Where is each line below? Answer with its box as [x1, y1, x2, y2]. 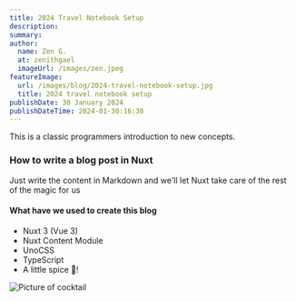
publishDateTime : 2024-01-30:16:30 [9, 106, 144, 115]
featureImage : [9, 73, 64, 82]
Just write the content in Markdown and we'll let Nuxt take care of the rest [9, 175, 288, 186]
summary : [9, 30, 43, 39]
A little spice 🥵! [22, 264, 79, 275]
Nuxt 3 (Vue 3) [22, 225, 79, 236]
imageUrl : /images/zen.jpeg [17, 65, 124, 74]
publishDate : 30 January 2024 [9, 97, 124, 107]
